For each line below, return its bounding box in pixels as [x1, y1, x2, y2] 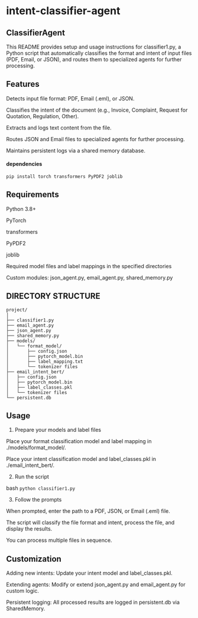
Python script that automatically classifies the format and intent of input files [6, 50, 192, 57]
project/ [6, 307, 28, 313]
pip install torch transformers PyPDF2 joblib [6, 174, 123, 180]
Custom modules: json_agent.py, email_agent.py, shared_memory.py [6, 274, 173, 281]
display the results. [6, 525, 53, 532]
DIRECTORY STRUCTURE [6, 291, 100, 301]
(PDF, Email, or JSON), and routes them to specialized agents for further [6, 56, 182, 63]
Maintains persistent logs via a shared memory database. [6, 147, 146, 154]
